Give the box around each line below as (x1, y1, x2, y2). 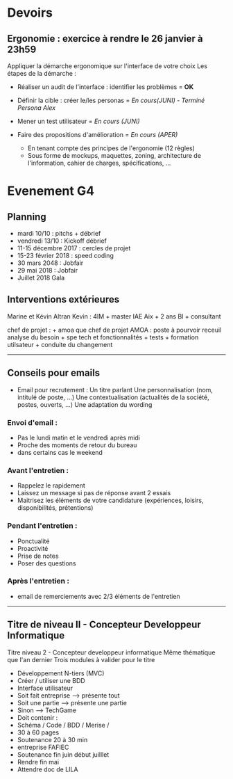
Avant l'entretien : (7, 465, 69, 475)
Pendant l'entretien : (7, 521, 78, 531)
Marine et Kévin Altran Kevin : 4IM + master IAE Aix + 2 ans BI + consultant (7, 312, 221, 321)
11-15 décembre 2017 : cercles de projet (17, 244, 131, 252)
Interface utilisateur (17, 684, 74, 692)
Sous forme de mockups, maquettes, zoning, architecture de (27, 152, 201, 159)
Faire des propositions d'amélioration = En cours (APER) (17, 131, 178, 138)
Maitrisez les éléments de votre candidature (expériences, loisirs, (17, 496, 204, 505)
